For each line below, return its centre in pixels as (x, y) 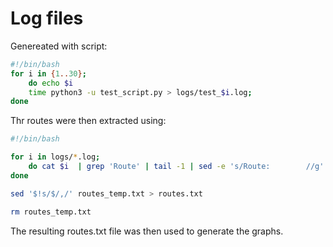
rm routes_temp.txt (51, 212)
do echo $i (51, 83)
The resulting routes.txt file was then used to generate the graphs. (147, 231)
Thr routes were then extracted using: (88, 121)
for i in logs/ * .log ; (55, 157)
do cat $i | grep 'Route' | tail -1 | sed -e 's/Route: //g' (176, 167)
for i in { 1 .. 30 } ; (48, 73)
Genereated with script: (59, 46)
